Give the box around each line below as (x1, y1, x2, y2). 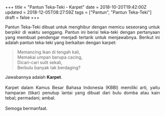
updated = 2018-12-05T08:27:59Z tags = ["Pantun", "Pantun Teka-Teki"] (5, 9, 152, 15)
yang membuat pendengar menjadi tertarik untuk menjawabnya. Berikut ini (5, 34, 160, 40)
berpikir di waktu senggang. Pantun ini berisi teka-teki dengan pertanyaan (5, 29, 160, 35)
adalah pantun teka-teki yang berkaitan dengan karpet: (5, 40, 117, 46)
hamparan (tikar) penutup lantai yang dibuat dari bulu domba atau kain (5, 90, 160, 95)
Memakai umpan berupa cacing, (17, 54, 82, 60)
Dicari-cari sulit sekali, (17, 60, 63, 65)
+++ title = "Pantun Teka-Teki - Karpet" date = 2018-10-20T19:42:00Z (5, 4, 147, 10)
